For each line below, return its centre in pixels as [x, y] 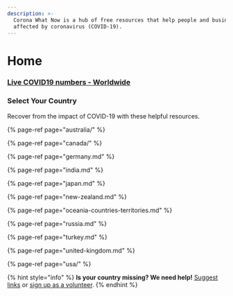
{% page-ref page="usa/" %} [49, 263]
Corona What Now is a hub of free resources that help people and [111, 20]
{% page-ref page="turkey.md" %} [57, 237]
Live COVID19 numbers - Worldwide [69, 82]
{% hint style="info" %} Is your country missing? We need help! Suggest [113, 277]
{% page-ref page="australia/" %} [56, 130]
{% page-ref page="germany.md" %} [61, 156]
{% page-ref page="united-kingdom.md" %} [71, 250]
